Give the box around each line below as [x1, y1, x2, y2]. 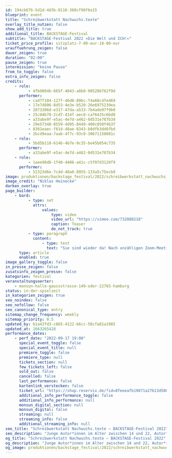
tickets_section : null [18, 359, 68, 365]
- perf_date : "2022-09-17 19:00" [14, 336, 86, 341]
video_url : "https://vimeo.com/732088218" [51, 217, 143, 222]
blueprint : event [5, 12, 42, 17]
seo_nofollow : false [5, 302, 50, 308]
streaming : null [18, 412, 54, 417]
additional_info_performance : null [18, 398, 95, 403]
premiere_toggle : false [18, 350, 70, 355]
